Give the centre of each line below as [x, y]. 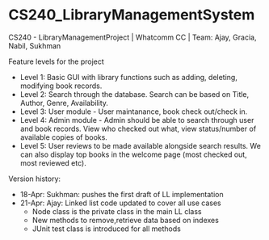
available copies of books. [63, 137]
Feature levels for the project [57, 61]
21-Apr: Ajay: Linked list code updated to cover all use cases [120, 203]
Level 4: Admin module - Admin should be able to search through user [137, 120]
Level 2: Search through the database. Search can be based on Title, [134, 94]
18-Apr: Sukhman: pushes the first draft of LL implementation [122, 194]
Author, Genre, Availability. [64, 103]
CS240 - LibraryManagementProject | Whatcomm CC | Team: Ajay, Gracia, [132, 37]
